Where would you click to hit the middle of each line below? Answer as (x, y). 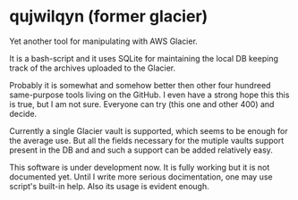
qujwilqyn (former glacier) (109, 17)
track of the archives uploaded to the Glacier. (93, 68)
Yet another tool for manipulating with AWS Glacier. (104, 41)
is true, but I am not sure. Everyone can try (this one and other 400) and (142, 104)
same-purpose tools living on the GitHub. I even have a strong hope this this (149, 95)
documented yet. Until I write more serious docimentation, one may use (141, 177)
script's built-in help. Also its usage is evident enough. (109, 186)
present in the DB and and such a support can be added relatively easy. (141, 150)
